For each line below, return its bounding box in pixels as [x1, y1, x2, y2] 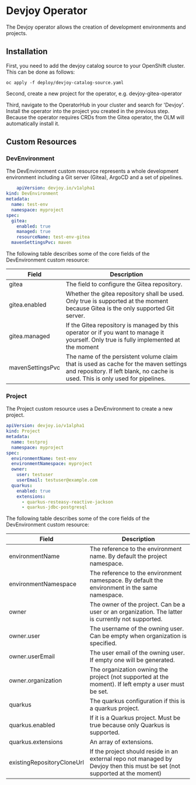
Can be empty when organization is [89, 632, 187, 640]
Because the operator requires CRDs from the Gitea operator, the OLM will [6, 113, 185, 120]
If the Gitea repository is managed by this [65, 321, 179, 329]
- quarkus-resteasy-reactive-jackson [21, 499, 114, 505]
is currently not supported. [89, 615, 163, 624]
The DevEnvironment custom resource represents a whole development [6, 168, 179, 175]
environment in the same [89, 584, 157, 592]
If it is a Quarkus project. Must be [89, 714, 181, 722]
